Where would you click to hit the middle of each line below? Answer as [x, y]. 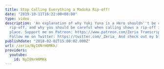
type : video [17, 18]
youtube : [18, 55]
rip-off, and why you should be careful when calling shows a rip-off [83, 28]
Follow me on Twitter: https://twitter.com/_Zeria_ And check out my [82, 37]
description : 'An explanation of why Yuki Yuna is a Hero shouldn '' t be [81, 23]
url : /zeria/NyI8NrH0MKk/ [31, 46]
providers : [16, 50]
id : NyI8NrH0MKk [31, 59]
